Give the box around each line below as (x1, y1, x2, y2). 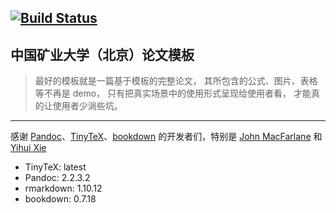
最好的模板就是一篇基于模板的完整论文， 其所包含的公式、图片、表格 (34, 75, 318, 87)
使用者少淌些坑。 (52, 100, 123, 112)
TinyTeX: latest (24, 161, 87, 173)
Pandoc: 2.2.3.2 (24, 172, 91, 184)
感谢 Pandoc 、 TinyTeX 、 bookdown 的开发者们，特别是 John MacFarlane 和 (10, 131, 323, 143)
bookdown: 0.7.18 (24, 193, 97, 205)
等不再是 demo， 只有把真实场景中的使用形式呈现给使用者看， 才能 (34, 87, 312, 100)
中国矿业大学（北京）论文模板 (10, 46, 195, 63)
